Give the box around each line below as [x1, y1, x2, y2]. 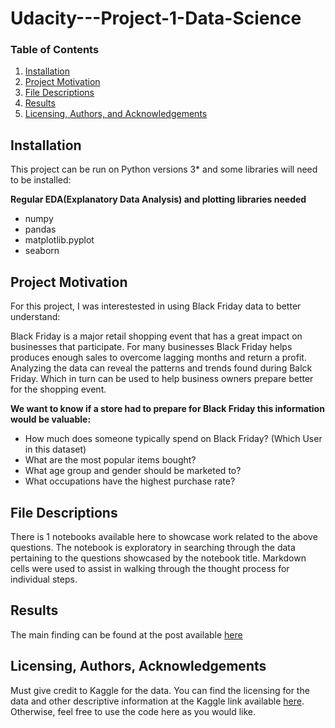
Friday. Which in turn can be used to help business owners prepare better [10, 373, 314, 385]
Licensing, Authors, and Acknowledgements [24, 108, 208, 120]
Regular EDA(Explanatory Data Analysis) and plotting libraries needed [10, 193, 307, 206]
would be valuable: [10, 413, 92, 426]
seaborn [24, 245, 60, 257]
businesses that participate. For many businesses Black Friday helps [10, 341, 293, 353]
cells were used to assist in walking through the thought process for [10, 562, 290, 574]
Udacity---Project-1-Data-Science [10, 7, 302, 30]
